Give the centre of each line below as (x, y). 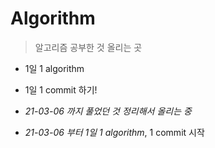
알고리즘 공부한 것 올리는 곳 (88, 47)
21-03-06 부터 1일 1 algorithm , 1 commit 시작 (114, 132)
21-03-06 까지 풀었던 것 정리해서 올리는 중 (108, 111)
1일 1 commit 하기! (61, 89)
